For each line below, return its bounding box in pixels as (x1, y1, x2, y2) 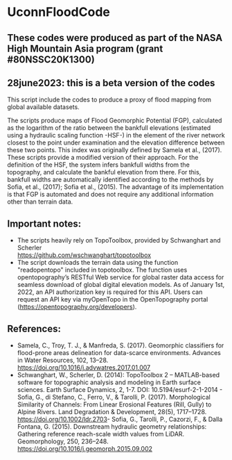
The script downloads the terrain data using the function (17, 258, 179, 267)
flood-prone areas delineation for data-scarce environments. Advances (17, 349, 222, 357)
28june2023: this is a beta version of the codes (7, 77, 215, 89)
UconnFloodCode (7, 4, 111, 20)
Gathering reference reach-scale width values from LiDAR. (17, 430, 185, 438)
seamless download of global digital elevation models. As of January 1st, (17, 281, 225, 289)
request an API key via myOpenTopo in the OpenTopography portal (17, 295, 208, 304)
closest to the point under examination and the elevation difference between (7, 138, 225, 147)
